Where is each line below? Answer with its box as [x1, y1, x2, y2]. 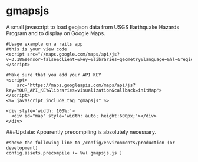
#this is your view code [6, 46, 67, 52]
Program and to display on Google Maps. [6, 29, 105, 36]
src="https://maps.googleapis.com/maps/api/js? [16, 82, 136, 88]
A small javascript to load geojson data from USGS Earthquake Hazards [6, 23, 180, 31]
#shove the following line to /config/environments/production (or [6, 140, 176, 146]
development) [6, 145, 38, 151]
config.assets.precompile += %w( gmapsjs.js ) [6, 150, 123, 156]
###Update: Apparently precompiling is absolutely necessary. [6, 128, 157, 136]
